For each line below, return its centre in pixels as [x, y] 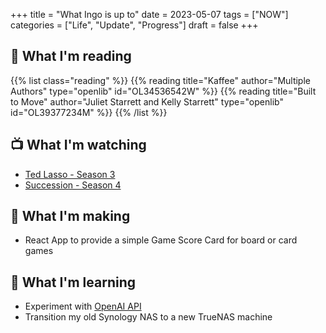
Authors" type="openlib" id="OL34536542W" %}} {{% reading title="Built [163, 91]
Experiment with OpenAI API [83, 306]
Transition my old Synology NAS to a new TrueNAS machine [148, 317]
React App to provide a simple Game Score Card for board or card [161, 240]
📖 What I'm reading [71, 56]
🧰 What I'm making [70, 216]
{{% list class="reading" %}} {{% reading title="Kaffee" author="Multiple [160, 80]
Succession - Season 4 [73, 185]
